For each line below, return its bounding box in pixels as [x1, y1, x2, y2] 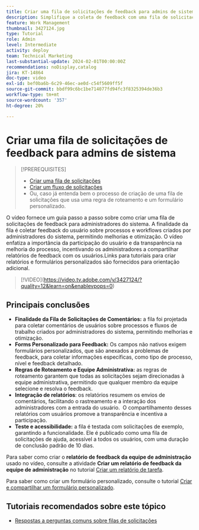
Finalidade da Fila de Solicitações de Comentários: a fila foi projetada [14, 316, 188, 323]
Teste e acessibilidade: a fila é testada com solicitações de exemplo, [14, 423, 184, 430]
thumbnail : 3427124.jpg [6, 25, 65, 32]
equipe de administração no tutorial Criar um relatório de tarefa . [6, 466, 164, 473]
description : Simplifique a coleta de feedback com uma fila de [6, 14, 168, 20]
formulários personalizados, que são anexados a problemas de [14, 347, 169, 355]
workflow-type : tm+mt [6, 92, 60, 98]
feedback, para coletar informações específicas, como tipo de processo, [14, 353, 192, 360]
